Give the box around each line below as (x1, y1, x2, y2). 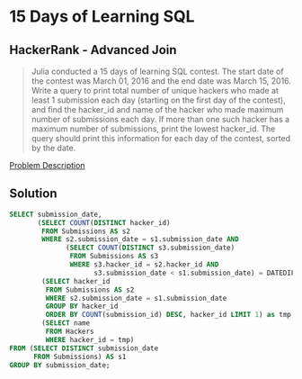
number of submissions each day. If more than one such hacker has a (31, 114, 290, 124)
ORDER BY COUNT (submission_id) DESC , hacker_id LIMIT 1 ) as (45, 311, 276, 320)
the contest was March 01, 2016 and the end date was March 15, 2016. (31, 76, 292, 86)
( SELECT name (41, 319, 91, 328)
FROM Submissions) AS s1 (32, 352, 127, 361)
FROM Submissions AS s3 (69, 252, 159, 261)
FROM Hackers (45, 327, 94, 337)
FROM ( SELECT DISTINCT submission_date (9, 344, 159, 353)
